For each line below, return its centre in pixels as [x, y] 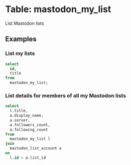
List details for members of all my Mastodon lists [66, 95]
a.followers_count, [30, 125]
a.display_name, [27, 116]
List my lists [20, 53]
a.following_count [29, 130]
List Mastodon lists [25, 23]
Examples [21, 39]
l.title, [19, 111]
